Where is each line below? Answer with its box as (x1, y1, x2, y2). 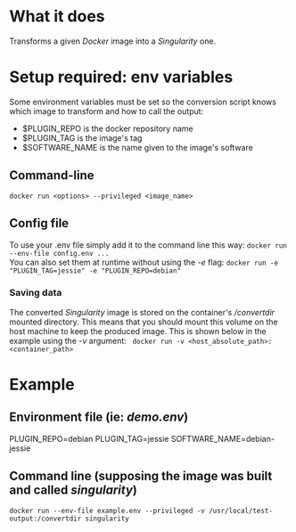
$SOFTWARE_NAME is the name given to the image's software (21, 142, 254, 152)
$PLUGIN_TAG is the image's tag (21, 132, 143, 143)
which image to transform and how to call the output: (9, 105, 204, 117)
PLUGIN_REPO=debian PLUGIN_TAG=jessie (9, 433, 169, 444)
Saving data (9, 287, 62, 299)
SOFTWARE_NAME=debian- (170, 433, 275, 444)
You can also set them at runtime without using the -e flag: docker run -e (9, 257, 279, 267)
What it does (9, 6, 105, 27)
